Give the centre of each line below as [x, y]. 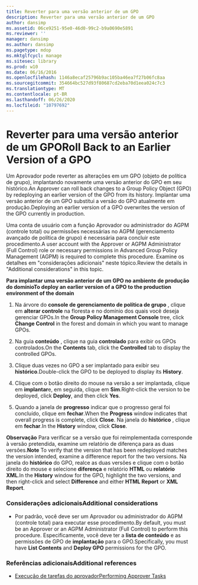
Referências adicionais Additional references [72, 563]
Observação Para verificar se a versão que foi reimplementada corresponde [99, 438]
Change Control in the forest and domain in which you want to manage [101, 324]
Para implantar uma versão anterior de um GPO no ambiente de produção [98, 281]
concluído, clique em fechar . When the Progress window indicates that [101, 414]
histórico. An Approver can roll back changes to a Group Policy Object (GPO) [99, 189]
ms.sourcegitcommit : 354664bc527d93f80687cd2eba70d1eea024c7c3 [86, 83]
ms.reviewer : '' [26, 34]
